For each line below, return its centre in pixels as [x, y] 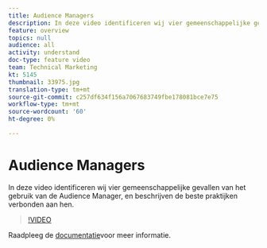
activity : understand [44, 52]
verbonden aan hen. [41, 204]
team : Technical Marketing [53, 68]
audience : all [32, 45]
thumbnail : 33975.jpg [44, 82]
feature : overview [39, 30]
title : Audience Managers [51, 15]
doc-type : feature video [49, 60]
